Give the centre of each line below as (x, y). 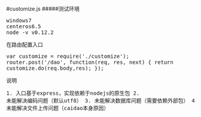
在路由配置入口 (25, 44)
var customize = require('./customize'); (68, 56)
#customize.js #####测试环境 (43, 9)
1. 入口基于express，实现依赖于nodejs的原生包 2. (73, 93)
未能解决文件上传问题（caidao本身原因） (58, 108)
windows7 (19, 21)
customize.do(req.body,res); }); (55, 68)
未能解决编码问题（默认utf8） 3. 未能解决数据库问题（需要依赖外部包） (98, 101)
